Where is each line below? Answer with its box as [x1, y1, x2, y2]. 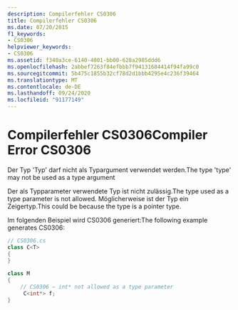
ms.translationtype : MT [7, 76, 78, 84]
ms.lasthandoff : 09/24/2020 [7, 90, 91, 97]
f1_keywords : [7, 30, 46, 38]
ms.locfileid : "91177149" [7, 97, 84, 104]
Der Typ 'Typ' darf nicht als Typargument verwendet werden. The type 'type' [7, 165, 232, 174]
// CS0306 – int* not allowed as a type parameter [20, 284, 174, 291]
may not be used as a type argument [7, 173, 115, 181]
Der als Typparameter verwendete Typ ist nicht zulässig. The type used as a [7, 186, 229, 196]
